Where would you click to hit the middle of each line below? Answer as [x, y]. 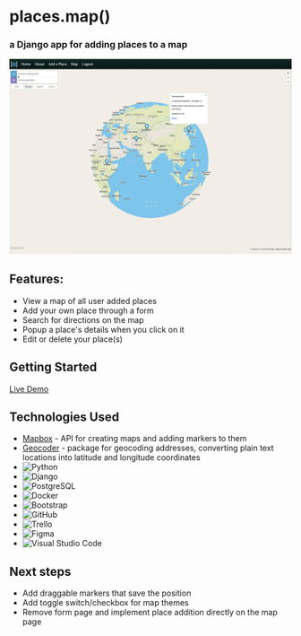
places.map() [60, 17]
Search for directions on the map [83, 319]
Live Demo [29, 388]
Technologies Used [64, 417]
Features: [37, 279]
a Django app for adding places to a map [99, 45]
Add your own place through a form [88, 310]
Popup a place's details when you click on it [103, 329]
